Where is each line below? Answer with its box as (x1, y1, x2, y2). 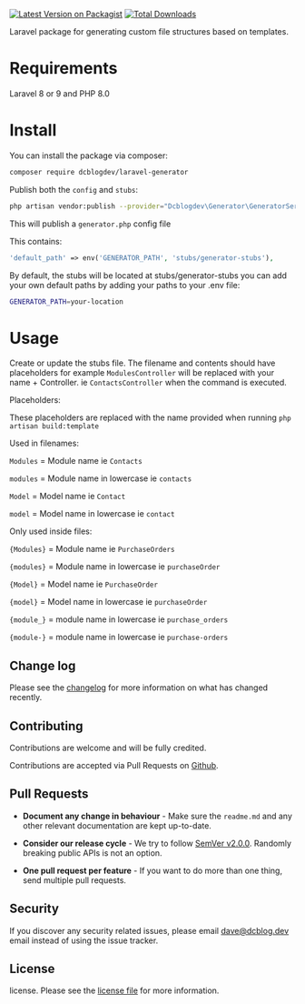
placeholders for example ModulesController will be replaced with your (9, 367, 275, 378)
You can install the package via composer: (9, 150, 168, 161)
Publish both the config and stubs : (9, 184, 139, 195)
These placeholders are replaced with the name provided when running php (9, 412, 292, 423)
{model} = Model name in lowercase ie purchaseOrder (9, 597, 208, 607)
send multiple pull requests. (22, 874, 127, 886)
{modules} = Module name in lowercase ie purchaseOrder (9, 561, 221, 572)
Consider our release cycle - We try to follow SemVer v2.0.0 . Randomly (22, 838, 292, 848)
